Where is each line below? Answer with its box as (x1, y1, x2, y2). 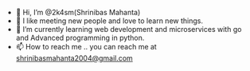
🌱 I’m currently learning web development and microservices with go (15, 25, 242, 34)
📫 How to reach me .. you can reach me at (15, 42, 157, 51)
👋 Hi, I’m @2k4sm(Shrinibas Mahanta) (15, 8, 141, 17)
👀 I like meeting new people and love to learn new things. (15, 16, 203, 26)
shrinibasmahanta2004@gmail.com (15, 53, 133, 63)
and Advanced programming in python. (15, 33, 145, 42)
